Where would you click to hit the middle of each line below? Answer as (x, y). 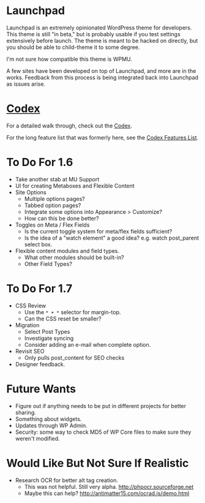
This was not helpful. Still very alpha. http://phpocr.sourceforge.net (109, 486)
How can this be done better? (61, 218)
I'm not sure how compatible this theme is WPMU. (69, 59)
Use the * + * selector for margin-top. (73, 312)
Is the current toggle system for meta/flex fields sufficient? (98, 231)
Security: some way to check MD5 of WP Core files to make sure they (103, 432)
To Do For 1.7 (39, 289)
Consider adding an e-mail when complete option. (88, 344)
